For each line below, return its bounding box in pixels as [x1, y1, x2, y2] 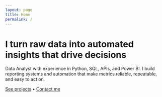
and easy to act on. [5, 76, 45, 82]
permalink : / [5, 17, 33, 22]
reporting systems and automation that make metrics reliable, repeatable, [5, 71, 157, 77]
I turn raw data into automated [5, 38, 134, 50]
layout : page [5, 7, 33, 13]
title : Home [5, 12, 30, 17]
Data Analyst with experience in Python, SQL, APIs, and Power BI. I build [5, 66, 155, 72]
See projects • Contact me [5, 86, 60, 92]
